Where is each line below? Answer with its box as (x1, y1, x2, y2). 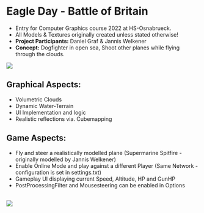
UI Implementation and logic (15, 109, 87, 116)
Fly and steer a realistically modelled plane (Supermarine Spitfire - (15, 149, 182, 156)
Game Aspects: (6, 133, 67, 143)
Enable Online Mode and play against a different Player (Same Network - (15, 162, 199, 169)
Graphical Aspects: (6, 79, 81, 90)
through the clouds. (15, 50, 65, 57)
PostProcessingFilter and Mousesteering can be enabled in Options (15, 181, 185, 189)
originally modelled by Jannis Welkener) (15, 156, 116, 163)
